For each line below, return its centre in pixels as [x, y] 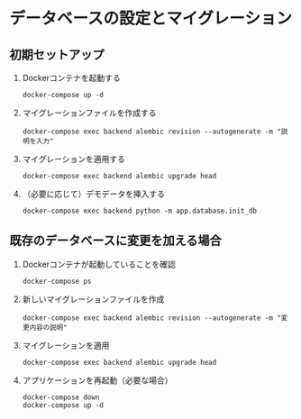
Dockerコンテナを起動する [72, 78]
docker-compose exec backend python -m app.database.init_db [140, 211]
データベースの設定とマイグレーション [151, 18]
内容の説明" [48, 327]
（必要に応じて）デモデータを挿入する [93, 194]
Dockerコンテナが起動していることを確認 [99, 264]
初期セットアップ [57, 55]
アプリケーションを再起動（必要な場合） [97, 380]
